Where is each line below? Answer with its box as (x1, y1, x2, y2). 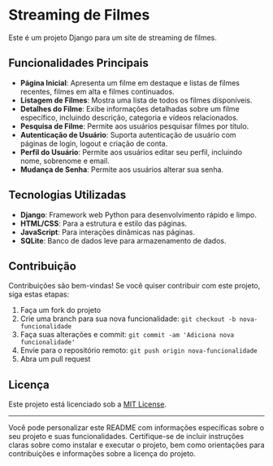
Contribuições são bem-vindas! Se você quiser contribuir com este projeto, (8, 281, 261, 291)
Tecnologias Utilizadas (8, 188, 127, 202)
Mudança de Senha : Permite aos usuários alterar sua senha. (19, 165, 224, 174)
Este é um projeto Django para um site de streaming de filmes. (8, 33, 218, 42)
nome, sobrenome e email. (19, 156, 110, 165)
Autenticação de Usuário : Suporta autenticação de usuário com (19, 130, 237, 139)
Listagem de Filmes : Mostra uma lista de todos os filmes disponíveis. (19, 95, 253, 105)
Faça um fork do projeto (19, 306, 102, 315)
